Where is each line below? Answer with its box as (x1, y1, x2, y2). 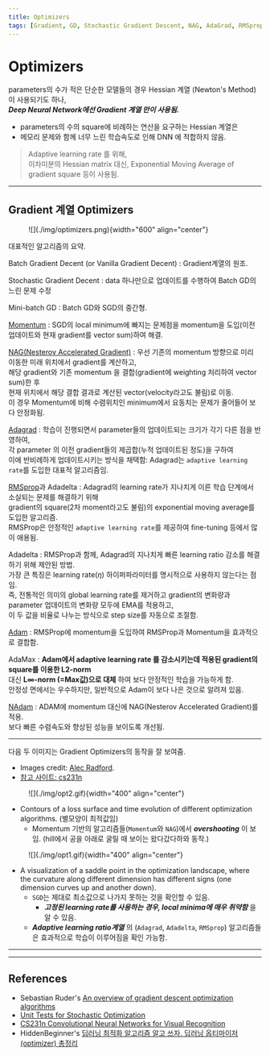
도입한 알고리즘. (8, 513, 59, 522)
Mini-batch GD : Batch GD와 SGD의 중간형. (8, 303, 147, 313)
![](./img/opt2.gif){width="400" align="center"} (28, 788, 185, 798)
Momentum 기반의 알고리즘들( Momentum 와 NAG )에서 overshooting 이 (31, 824, 248, 834)
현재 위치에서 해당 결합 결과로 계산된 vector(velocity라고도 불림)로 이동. (8, 388, 235, 397)
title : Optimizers (8, 13, 70, 21)
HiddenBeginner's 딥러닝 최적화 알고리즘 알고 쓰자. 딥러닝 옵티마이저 (19, 1029, 239, 1038)
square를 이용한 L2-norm (8, 665, 92, 675)
